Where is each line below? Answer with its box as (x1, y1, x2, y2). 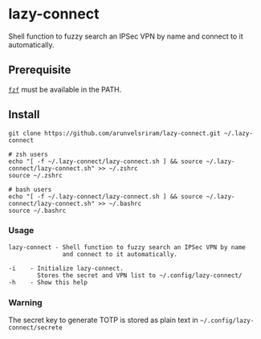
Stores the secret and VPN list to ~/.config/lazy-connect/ (37, 271, 243, 280)
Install (8, 108, 40, 121)
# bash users (8, 186, 52, 194)
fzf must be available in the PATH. (8, 84, 122, 94)
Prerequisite (8, 63, 71, 77)
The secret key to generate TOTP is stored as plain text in (8, 315, 198, 325)
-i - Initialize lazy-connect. (8, 264, 124, 272)
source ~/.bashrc (8, 206, 67, 214)
